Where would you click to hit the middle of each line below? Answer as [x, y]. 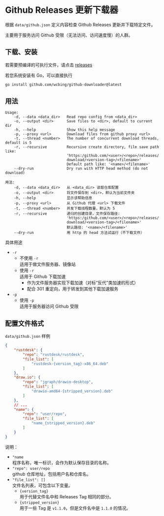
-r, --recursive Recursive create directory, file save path [87, 147]
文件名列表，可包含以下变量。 [42, 485]
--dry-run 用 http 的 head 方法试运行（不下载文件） [79, 233]
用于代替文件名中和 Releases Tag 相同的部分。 [67, 496]
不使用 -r [29, 258]
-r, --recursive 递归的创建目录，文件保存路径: [67, 214]
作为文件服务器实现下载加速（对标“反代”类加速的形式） [82, 283]
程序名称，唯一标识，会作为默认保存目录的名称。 [62, 462]
